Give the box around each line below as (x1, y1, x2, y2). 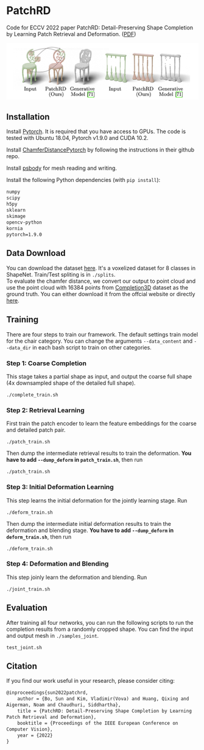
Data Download (6, 248, 66, 258)
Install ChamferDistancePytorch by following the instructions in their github (6, 146, 195, 153)
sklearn (6, 207, 26, 214)
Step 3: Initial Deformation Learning (6, 483, 114, 492)
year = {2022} (17, 732, 53, 739)
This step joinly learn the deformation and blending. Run (6, 573, 147, 581)
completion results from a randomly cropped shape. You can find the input (6, 625, 194, 633)
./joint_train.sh (6, 586, 51, 592)
